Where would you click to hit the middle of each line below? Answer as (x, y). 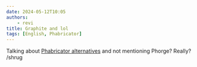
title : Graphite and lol (37, 28)
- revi (25, 23)
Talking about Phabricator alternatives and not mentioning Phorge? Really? (99, 51)
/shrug (14, 57)
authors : (17, 17)
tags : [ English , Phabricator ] (44, 34)
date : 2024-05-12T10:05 (36, 12)
